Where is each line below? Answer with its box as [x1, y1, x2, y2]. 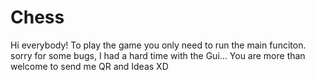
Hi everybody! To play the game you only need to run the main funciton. [10, 39, 307, 51]
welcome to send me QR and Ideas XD [10, 60, 169, 72]
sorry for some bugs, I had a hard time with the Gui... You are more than [10, 49, 306, 61]
